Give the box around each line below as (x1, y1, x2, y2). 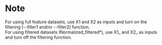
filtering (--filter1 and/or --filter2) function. (5, 24, 90, 30)
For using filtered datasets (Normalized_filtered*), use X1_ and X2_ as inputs (5, 29, 157, 35)
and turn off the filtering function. (5, 34, 72, 40)
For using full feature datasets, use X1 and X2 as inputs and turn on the (5, 19, 147, 25)
